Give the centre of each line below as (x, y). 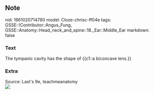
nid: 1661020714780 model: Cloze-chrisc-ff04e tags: (58, 19)
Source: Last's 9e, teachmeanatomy (42, 82)
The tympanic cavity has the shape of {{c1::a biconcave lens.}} (68, 58)
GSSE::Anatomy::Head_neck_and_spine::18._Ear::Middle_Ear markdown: (77, 30)
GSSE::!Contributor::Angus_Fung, (39, 25)
